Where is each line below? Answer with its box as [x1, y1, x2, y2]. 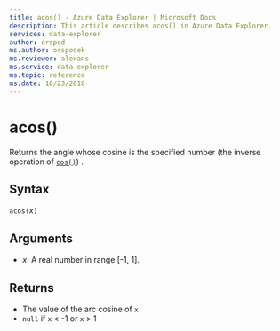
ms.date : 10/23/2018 [9, 79, 86, 88]
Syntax [9, 181, 50, 196]
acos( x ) [9, 205, 38, 216]
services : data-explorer [9, 29, 101, 38]
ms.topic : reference [9, 71, 86, 80]
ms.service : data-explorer [9, 63, 109, 72]
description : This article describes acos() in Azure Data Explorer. [9, 21, 273, 30]
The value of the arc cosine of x [21, 303, 140, 314]
